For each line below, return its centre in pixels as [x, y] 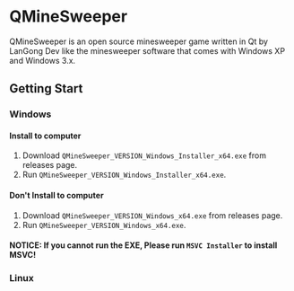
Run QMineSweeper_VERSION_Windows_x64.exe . [104, 225]
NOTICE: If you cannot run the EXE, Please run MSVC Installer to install [143, 245]
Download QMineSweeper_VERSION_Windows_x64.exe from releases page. [152, 215]
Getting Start [46, 88]
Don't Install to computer [57, 196]
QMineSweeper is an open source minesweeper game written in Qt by [139, 41]
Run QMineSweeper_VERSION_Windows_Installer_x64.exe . [124, 175]
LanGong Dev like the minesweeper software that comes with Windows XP [147, 50]
